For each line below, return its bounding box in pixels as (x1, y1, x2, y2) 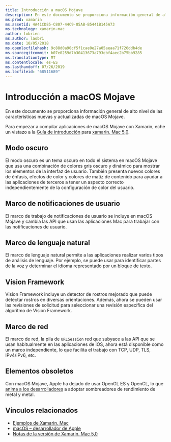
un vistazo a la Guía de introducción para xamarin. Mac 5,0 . (5, 129, 130, 135)
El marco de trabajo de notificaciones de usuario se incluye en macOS (5, 213, 153, 219)
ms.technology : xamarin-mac (5, 27, 65, 32)
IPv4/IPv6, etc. (5, 352, 37, 358)
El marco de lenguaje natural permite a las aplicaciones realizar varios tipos (5, 252, 164, 258)
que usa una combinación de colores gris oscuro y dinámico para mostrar (5, 162, 160, 169)
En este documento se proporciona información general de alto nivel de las (5, 108, 163, 114)
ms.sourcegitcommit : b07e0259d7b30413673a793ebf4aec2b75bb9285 (5, 50, 142, 55)
